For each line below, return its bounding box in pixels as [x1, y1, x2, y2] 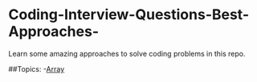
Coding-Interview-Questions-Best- [8, 6, 250, 24]
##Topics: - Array [8, 64, 65, 73]
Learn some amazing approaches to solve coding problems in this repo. [8, 49, 246, 58]
